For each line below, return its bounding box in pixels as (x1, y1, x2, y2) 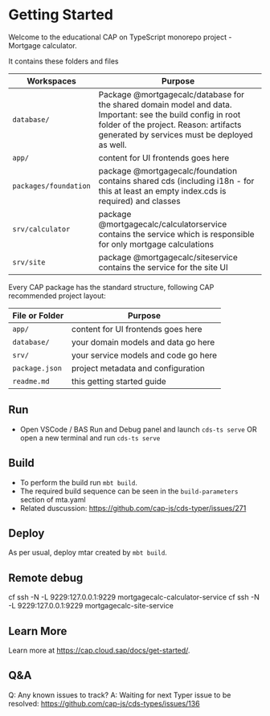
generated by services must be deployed (98, 129, 253, 140)
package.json (12, 363, 63, 373)
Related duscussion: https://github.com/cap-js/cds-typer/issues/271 (19, 503, 247, 513)
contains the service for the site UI (98, 261, 228, 272)
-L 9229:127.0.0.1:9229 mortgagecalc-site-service (8, 601, 174, 611)
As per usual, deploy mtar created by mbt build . (8, 548, 167, 558)
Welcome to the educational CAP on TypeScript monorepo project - (8, 32, 232, 42)
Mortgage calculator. (8, 40, 78, 50)
